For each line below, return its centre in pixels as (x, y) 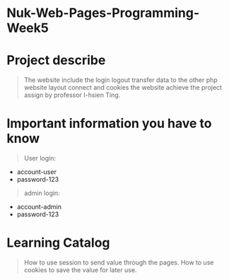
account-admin (39, 207)
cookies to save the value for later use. (80, 270)
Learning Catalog (58, 243)
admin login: (42, 193)
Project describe (56, 60)
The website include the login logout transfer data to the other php (121, 80)
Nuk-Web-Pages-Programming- (103, 13)
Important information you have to (109, 123)
